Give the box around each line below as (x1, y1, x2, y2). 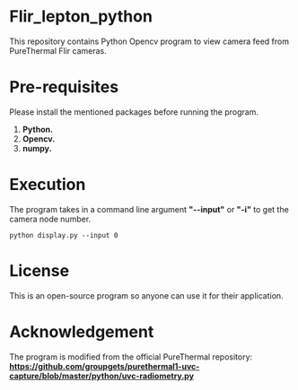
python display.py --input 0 (9, 230, 118, 239)
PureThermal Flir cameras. (9, 45, 107, 56)
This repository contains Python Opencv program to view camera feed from (9, 36, 290, 47)
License (9, 261, 70, 281)
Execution (9, 175, 86, 195)
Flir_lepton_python (9, 6, 153, 27)
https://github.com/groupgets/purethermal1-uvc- (9, 360, 200, 371)
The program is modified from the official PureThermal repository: (9, 351, 253, 362)
